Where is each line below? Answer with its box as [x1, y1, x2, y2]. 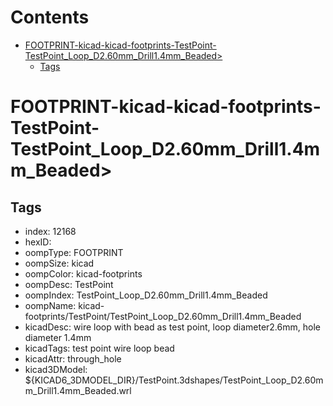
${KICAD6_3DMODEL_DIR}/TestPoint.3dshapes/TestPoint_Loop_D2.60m [24, 374, 324, 386]
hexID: [24, 236, 52, 248]
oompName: [24, 299, 77, 311]
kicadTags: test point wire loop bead [24, 342, 175, 354]
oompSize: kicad [24, 257, 95, 269]
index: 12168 [24, 225, 77, 237]
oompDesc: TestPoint [24, 278, 114, 290]
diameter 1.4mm [24, 331, 92, 343]
